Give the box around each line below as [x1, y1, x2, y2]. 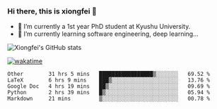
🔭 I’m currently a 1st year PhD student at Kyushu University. [17, 23, 191, 31]
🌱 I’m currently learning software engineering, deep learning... [17, 30, 199, 38]
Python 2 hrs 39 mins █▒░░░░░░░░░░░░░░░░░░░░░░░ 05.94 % [7, 89, 211, 96]
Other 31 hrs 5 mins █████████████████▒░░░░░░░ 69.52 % [7, 70, 211, 78]
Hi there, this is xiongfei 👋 [7, 6, 97, 16]
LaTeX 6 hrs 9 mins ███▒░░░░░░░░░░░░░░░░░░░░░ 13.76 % [7, 77, 211, 84]
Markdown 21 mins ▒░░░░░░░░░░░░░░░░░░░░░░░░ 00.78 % [7, 95, 211, 103]
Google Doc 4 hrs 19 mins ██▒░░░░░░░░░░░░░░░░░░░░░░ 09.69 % [7, 83, 211, 90]
